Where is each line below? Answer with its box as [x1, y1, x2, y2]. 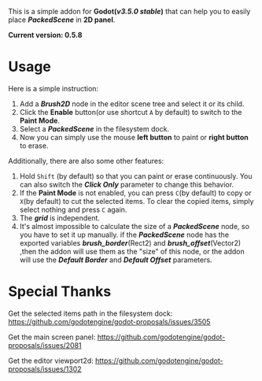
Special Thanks [8, 283, 112, 301]
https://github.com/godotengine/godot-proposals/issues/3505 [8, 316, 211, 326]
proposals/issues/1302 [8, 364, 82, 373]
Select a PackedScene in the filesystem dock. [19, 124, 170, 133]
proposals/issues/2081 [8, 340, 82, 350]
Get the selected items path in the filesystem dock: [8, 309, 173, 318]
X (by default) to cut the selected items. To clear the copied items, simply [19, 196, 254, 205]
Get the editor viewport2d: [8, 356, 94, 365]
